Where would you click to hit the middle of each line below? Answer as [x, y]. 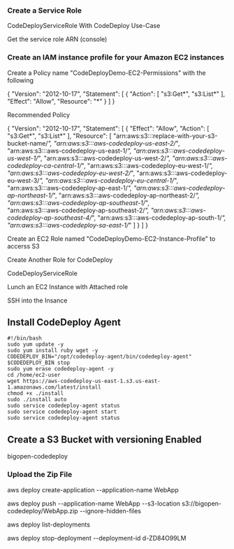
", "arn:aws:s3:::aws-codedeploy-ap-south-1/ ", [159, 217]
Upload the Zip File [40, 475]
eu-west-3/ [23, 180]
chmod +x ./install [36, 394]
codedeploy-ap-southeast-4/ [50, 217]
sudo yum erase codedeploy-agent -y [60, 369]
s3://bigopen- [202, 503]
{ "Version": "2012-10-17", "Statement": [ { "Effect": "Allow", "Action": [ [108, 128]
